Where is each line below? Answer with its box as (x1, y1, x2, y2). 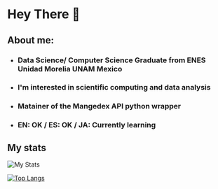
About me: (7, 34, 55, 46)
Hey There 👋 (7, 6, 81, 22)
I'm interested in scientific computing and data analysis (17, 83, 211, 92)
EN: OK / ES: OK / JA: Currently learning (17, 120, 156, 130)
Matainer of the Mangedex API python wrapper (17, 101, 181, 111)
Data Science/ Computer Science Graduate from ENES (17, 55, 206, 65)
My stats (7, 141, 47, 153)
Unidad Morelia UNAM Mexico (17, 64, 123, 73)
